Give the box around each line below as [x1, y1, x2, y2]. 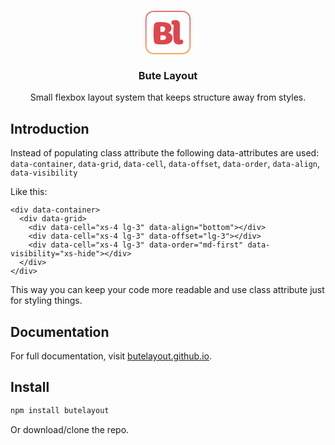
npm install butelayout [10, 405, 110, 415]
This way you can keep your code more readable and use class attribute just [10, 284, 325, 296]
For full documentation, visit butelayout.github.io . [10, 350, 213, 362]
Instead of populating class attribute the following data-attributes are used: [10, 147, 320, 159]
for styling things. [10, 295, 83, 307]
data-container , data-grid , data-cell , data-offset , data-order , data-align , [10, 158, 321, 170]
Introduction [10, 120, 90, 137]
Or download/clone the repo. [10, 423, 130, 435]
